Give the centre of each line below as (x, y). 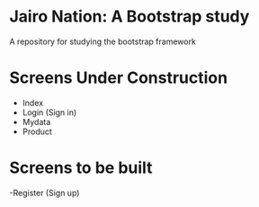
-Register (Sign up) (45, 193)
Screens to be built (81, 168)
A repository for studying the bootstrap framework (103, 41)
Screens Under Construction (118, 78)
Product (37, 131)
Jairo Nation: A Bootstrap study (129, 17)
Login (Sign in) (49, 112)
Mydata (36, 121)
